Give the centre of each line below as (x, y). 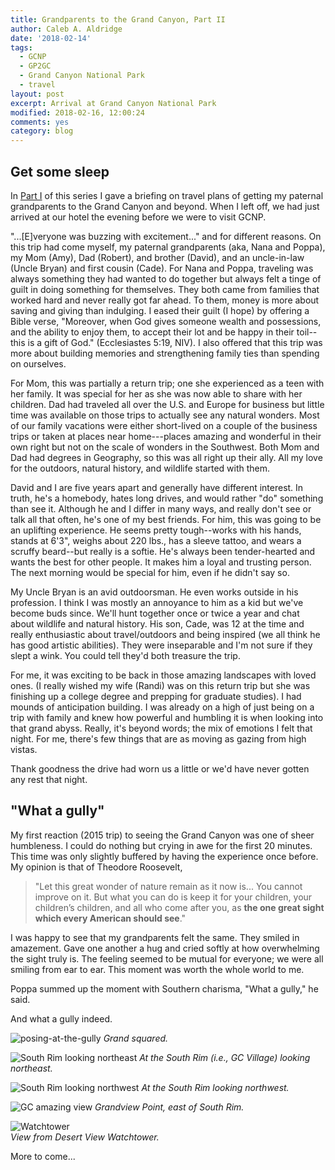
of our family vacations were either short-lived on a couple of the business (164, 425)
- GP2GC (35, 66)
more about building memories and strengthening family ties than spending (165, 353)
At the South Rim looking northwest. (215, 1087)
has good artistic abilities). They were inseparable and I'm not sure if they (161, 645)
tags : (21, 47)
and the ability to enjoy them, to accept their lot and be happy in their (152, 332)
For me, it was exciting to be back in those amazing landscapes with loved (163, 675)
